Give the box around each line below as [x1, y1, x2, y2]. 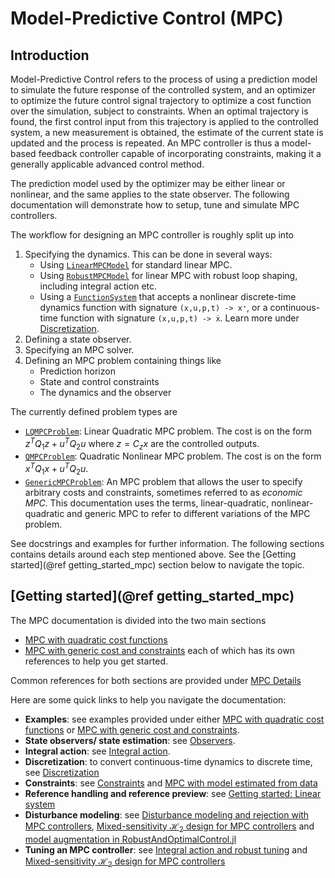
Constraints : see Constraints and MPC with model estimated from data [24, 777, 318, 789]
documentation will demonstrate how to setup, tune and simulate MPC [10, 199, 300, 211]
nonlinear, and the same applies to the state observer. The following [10, 188, 290, 200]
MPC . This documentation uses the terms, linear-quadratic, [24, 497, 270, 509]
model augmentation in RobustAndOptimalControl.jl [24, 833, 237, 845]
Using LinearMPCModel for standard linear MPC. [39, 259, 233, 271]
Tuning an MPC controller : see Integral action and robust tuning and [24, 843, 308, 856]
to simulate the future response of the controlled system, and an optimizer [10, 84, 316, 96]
